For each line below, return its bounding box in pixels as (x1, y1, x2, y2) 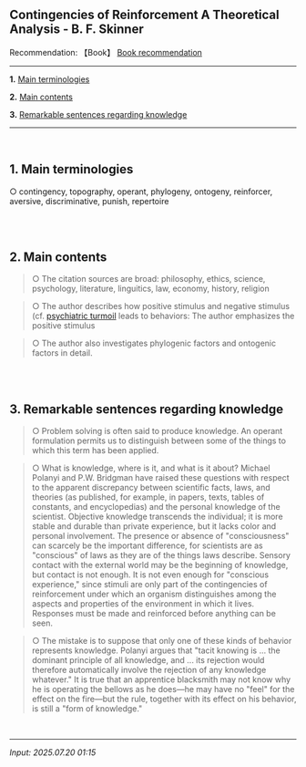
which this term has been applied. (31, 445, 159, 456)
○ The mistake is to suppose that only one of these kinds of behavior (31, 636, 292, 647)
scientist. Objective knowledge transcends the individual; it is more (31, 511, 284, 523)
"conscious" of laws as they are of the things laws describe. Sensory (31, 550, 291, 561)
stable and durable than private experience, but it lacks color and (31, 521, 277, 532)
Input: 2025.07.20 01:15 (9, 747, 97, 758)
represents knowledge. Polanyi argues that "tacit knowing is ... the (31, 645, 280, 656)
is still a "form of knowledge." (31, 703, 143, 714)
